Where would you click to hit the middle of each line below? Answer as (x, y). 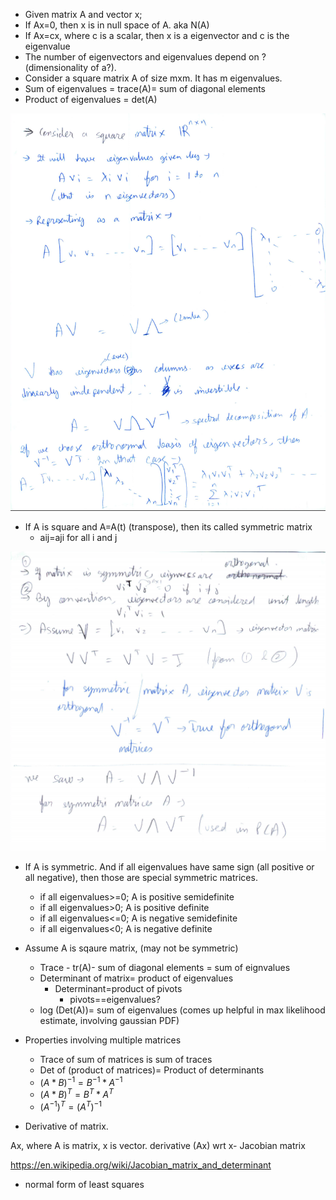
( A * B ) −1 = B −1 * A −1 (81, 1081)
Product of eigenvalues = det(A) (91, 99)
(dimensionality (56, 67)
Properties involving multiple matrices (103, 1040)
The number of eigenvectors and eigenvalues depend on (142, 57)
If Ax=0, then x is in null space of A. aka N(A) (117, 25)
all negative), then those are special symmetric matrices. (141, 878)
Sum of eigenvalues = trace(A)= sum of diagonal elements (145, 88)
